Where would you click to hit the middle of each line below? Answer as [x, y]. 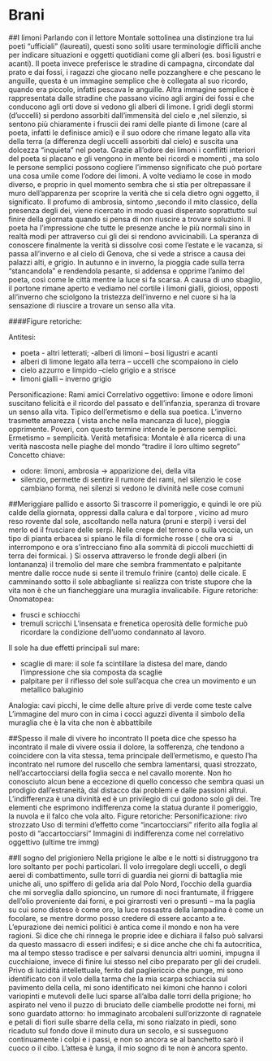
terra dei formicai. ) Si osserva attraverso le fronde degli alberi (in [118, 556]
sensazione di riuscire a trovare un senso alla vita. [92, 305]
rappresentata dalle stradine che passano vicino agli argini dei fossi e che [131, 98]
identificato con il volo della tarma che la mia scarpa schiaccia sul [118, 979]
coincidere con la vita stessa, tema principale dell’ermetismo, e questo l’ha [133, 755]
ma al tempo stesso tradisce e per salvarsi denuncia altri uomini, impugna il [134, 953]
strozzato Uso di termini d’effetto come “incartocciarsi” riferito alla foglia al [133, 824]
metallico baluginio [52, 689]
